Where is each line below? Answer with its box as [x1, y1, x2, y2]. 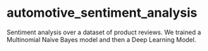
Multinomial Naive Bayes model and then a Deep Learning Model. [6, 35, 197, 43]
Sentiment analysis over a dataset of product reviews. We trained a [6, 28, 202, 36]
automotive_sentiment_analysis [6, 5, 198, 21]
